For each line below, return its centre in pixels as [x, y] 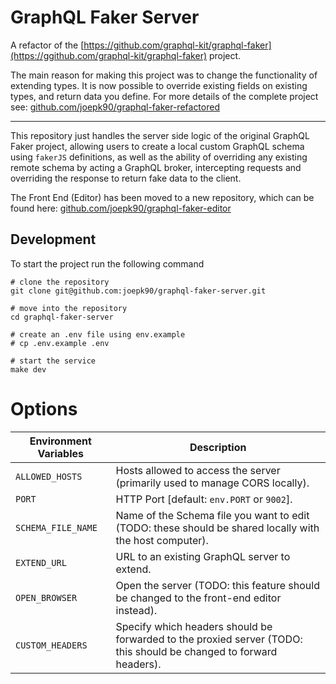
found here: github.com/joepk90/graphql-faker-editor [121, 208]
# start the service [53, 361]
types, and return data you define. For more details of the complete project [164, 96]
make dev [28, 369]
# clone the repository [60, 282]
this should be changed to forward [196, 651]
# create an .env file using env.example [98, 334]
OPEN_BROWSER [46, 597]
